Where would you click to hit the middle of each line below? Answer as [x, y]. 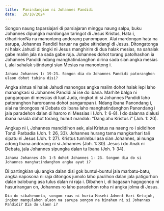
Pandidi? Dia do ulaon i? [31, 204]
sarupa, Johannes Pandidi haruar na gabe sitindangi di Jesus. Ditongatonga [82, 44]
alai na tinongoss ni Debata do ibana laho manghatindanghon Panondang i [80, 108]
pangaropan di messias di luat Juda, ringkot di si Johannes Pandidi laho [78, 97]
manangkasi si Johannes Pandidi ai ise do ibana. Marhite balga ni [71, 92]
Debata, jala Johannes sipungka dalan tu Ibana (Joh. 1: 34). [65, 149]
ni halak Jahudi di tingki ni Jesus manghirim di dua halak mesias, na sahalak [82, 49]
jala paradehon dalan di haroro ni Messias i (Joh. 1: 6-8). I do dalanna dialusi [82, 113]
